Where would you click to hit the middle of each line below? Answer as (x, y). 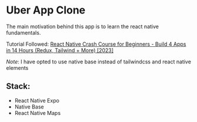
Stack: (18, 87)
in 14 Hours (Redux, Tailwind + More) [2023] (60, 50)
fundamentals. (24, 32)
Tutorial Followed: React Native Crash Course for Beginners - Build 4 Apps (96, 44)
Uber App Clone (46, 10)
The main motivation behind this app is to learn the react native (82, 26)
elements (17, 67)
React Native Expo (37, 100)
